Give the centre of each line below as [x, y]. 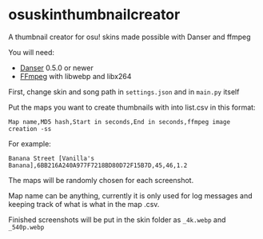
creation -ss [30, 129]
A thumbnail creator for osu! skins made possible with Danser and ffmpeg [130, 37]
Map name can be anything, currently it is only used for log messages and [130, 195]
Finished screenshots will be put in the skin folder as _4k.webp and [117, 219]
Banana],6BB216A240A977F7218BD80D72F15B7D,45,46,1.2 [98, 165]
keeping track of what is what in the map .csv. [84, 204]
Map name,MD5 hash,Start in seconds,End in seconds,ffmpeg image [119, 121]
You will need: [31, 52]
